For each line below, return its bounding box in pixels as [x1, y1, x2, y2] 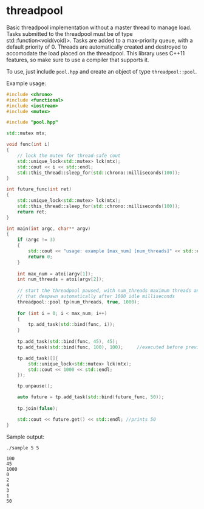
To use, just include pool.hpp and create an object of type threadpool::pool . [6, 68, 197, 75]
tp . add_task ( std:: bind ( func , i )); [28, 322, 115, 328]
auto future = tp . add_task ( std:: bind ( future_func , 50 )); [17, 394, 165, 400]
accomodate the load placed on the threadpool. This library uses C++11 [6, 49, 185, 57]
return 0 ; [28, 254, 53, 260]
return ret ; [17, 209, 47, 215]
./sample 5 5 [6, 445, 39, 451]
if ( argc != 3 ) [17, 237, 56, 243]
